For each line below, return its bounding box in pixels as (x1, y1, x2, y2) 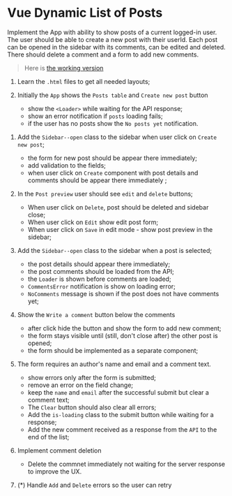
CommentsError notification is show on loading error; (27, 282, 176, 291)
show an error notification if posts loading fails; (27, 112, 163, 120)
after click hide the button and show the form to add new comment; (27, 323, 222, 333)
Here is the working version (24, 64, 104, 72)
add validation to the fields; (27, 161, 107, 169)
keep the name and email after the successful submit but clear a (27, 388, 209, 396)
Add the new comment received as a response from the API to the (27, 425, 217, 434)
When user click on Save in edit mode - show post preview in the (27, 225, 213, 233)
